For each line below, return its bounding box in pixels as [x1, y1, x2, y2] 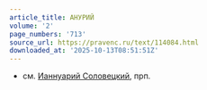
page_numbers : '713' [9, 29, 87, 38]
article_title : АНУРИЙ [9, 12, 94, 22]
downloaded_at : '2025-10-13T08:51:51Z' [9, 46, 159, 55]
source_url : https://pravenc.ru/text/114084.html [9, 37, 200, 47]
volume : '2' [9, 21, 54, 30]
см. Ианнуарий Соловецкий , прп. [22, 70, 151, 81]
